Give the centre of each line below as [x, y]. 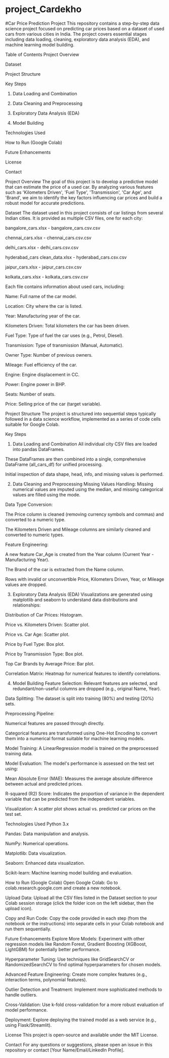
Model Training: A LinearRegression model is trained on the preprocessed [82, 748]
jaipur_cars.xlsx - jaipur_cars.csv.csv [43, 267]
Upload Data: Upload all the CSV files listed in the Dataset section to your [81, 898]
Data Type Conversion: [29, 504]
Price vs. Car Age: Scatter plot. [37, 634]
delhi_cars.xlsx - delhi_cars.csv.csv [42, 247]
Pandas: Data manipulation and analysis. [47, 833]
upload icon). [19, 908]
